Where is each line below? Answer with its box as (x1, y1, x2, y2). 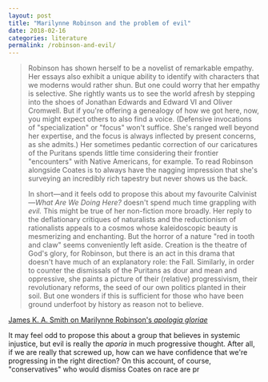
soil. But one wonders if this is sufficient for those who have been (27, 291, 244, 300)
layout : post (8, 11, 52, 20)
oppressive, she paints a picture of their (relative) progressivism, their (27, 274, 258, 284)
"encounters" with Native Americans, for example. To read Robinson (27, 157, 254, 166)
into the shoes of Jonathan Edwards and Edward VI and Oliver (27, 97, 233, 107)
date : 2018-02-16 (8, 26, 66, 34)
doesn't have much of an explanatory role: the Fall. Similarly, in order (27, 257, 254, 267)
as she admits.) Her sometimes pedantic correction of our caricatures (27, 140, 258, 149)
